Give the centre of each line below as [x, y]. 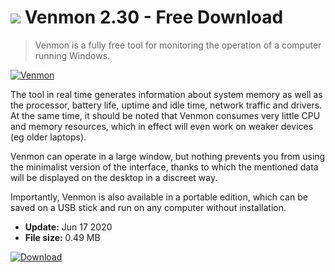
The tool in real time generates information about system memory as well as [166, 94]
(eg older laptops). [48, 137]
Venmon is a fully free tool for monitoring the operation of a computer [178, 45]
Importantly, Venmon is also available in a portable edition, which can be [159, 197]
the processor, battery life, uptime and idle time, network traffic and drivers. [166, 105]
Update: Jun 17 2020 [68, 227]
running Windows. [72, 55]
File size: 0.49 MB [62, 237]
